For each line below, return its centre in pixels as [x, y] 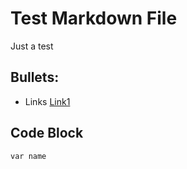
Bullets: [35, 77]
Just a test [32, 46]
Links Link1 [47, 101]
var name [28, 156]
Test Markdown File [94, 18]
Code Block [47, 133]
